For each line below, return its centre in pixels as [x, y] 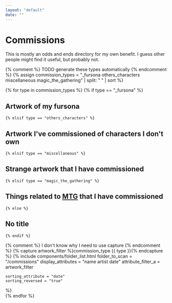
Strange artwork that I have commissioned [75, 169]
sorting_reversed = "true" [34, 281]
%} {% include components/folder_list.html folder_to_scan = [69, 256]
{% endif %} [18, 236]
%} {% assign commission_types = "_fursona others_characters [73, 75]
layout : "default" [25, 10]
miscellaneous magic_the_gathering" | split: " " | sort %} [64, 80]
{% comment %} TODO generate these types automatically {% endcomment [86, 69]
